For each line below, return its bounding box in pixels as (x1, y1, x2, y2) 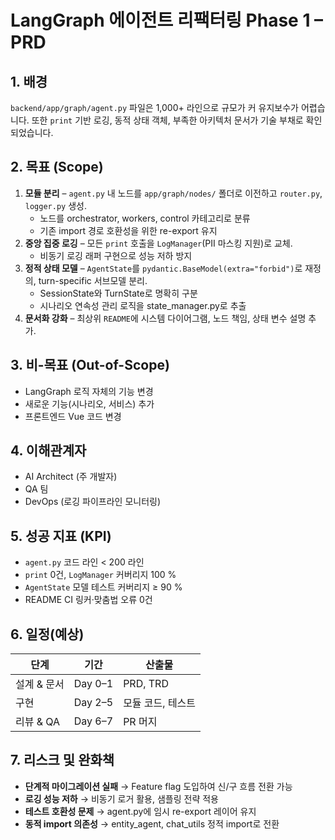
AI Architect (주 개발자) (24, 471, 118, 483)
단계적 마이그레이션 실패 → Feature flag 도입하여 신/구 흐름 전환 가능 (24, 780, 293, 792)
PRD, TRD (123, 677, 169, 691)
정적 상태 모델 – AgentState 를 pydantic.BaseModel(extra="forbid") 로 (24, 262, 303, 274)
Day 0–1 (73, 677, 114, 691)
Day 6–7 (73, 714, 114, 728)
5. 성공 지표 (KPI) (10, 527, 112, 545)
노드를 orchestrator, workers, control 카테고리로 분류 (39, 212, 251, 224)
